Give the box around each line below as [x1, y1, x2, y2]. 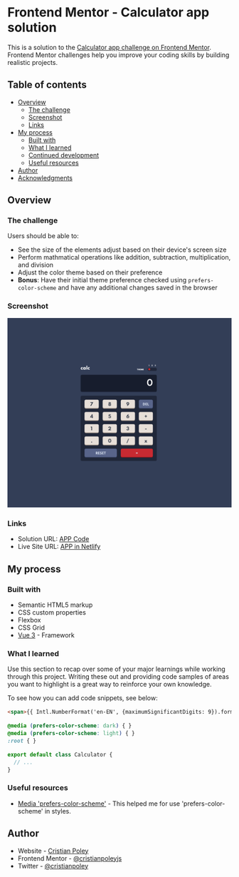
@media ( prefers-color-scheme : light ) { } [7, 730, 135, 737]
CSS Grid [17, 623, 45, 632]
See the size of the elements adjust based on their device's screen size [17, 245, 227, 254]
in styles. [44, 806, 71, 815]
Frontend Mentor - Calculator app [7, 4, 210, 21]
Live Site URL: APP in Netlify [17, 543, 101, 551]
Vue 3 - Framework [17, 630, 75, 639]
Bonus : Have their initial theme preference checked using [17, 276, 187, 284]
